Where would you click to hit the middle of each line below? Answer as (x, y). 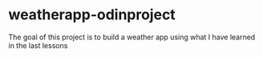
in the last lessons (38, 45)
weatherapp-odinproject (92, 15)
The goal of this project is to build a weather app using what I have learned (132, 37)
